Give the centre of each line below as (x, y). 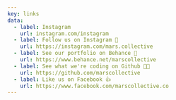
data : (15, 20)
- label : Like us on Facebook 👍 (62, 79)
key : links (23, 14)
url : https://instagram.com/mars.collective (87, 46)
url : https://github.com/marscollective (80, 73)
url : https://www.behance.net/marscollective (88, 60)
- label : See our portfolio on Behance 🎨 (76, 54)
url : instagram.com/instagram (65, 33)
